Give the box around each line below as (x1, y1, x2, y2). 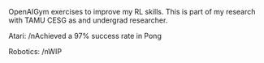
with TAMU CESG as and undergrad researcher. (8, 15, 168, 25)
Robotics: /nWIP (8, 47, 63, 56)
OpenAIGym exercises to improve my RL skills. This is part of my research (8, 7, 256, 16)
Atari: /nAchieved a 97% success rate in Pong (8, 31, 162, 40)
